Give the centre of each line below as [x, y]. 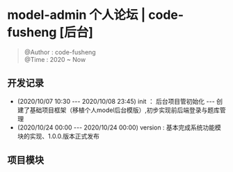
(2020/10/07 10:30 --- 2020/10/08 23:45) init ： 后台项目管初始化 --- [116, 101]
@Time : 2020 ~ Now [55, 59]
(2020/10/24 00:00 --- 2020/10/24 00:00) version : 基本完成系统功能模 [119, 127]
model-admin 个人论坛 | [77, 15]
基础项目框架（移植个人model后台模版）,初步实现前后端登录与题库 [125, 110]
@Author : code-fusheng [60, 52]
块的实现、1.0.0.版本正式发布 [58, 136]
